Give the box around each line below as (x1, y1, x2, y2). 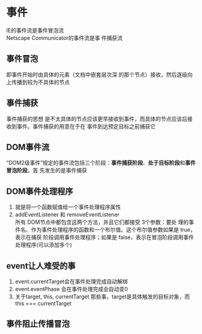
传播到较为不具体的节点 (11, 78, 70, 85)
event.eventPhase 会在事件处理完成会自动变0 (14, 286, 128, 292)
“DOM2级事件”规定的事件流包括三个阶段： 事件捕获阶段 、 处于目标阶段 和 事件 (6, 159, 196, 166)
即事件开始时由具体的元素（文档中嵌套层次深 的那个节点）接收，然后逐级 (6, 71, 188, 78)
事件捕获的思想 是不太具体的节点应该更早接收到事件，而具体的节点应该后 (6, 115, 188, 122)
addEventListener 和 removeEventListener (14, 211, 120, 218)
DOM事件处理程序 (6, 186, 74, 197)
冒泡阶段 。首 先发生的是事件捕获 (6, 167, 87, 174)
